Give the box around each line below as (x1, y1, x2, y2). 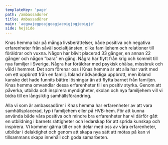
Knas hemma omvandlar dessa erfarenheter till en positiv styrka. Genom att (5, 82, 161, 88)
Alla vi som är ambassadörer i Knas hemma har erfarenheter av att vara (5, 102, 152, 108)
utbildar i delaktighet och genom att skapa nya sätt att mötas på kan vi (5, 129, 150, 135)
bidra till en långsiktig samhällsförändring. (5, 93, 92, 99)
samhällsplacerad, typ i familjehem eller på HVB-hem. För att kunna (5, 108, 144, 114)
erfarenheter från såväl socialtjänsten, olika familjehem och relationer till (5, 45, 154, 51)
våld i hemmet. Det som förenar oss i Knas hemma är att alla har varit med (5, 66, 158, 72)
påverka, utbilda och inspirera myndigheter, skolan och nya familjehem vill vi (5, 87, 163, 93)
